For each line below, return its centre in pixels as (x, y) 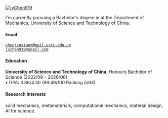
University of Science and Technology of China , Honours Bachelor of (79, 72)
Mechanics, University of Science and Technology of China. (68, 23)
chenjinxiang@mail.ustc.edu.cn (38, 45)
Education (16, 61)
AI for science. (20, 110)
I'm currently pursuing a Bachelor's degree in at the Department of (75, 17)
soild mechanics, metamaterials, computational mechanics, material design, (84, 105)
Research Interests (26, 94)
